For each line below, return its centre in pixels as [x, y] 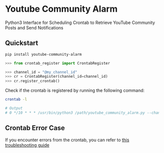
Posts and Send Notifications [34, 27]
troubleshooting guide [27, 145]
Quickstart [22, 43]
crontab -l [16, 99]
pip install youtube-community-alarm [43, 54]
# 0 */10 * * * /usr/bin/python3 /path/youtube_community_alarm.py [75, 113]
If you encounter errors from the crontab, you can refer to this [67, 140]
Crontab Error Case [35, 128]
